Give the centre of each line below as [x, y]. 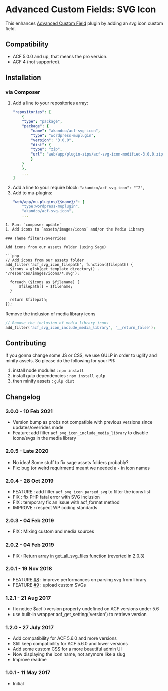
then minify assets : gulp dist [43, 381]
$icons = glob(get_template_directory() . [55, 269]
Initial [18, 683]
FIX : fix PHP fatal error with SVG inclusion [56, 497]
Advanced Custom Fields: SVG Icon [81, 9]
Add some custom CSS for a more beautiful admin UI [67, 649]
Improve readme [29, 660]
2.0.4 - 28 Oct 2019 [29, 481]
